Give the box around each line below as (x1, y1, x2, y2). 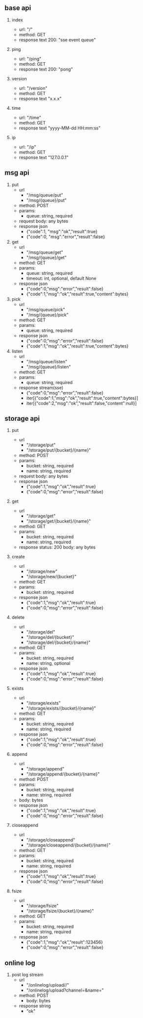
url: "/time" (19, 115, 42, 121)
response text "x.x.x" (19, 96, 62, 101)
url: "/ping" (19, 56, 42, 62)
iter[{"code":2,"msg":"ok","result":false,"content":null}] (26, 400, 137, 406)
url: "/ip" (19, 144, 36, 150)
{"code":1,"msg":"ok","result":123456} (26, 939, 103, 945)
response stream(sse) (19, 385, 64, 390)
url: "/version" (19, 85, 48, 91)
